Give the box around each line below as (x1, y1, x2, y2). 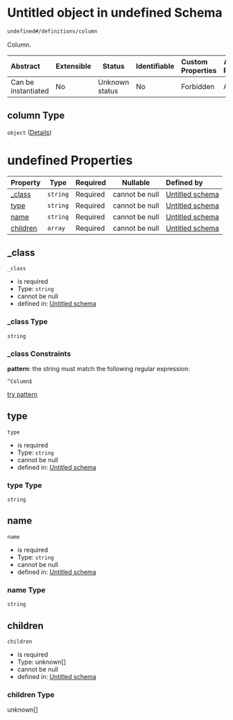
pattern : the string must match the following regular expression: (7, 364, 190, 373)
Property (10, 177, 41, 187)
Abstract (10, 61, 40, 71)
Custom (181, 57, 208, 67)
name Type (7, 585, 46, 595)
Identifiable (135, 61, 175, 71)
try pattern (7, 390, 38, 398)
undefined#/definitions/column (7, 28, 98, 35)
